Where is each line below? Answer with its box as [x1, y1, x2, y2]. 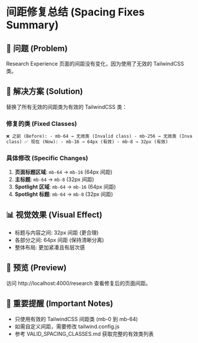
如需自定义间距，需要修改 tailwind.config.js [14, 323, 120, 330]
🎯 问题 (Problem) [6, 43, 68, 53]
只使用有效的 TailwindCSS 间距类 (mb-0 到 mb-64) [14, 315, 138, 322]
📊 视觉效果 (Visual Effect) [6, 209, 103, 219]
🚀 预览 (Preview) [6, 263, 67, 273]
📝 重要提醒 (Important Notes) [6, 299, 114, 309]
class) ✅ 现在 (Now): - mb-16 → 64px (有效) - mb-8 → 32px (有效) [6, 138, 169, 145]
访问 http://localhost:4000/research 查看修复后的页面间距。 [6, 279, 151, 287]
